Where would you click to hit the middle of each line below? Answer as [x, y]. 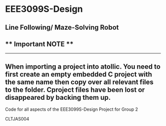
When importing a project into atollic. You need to [83, 66]
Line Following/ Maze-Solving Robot [62, 27]
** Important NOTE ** [40, 44]
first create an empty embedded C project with [79, 74]
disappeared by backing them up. [58, 97]
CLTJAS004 [17, 119]
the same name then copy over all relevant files [80, 82]
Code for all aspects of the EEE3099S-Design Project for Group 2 [72, 109]
